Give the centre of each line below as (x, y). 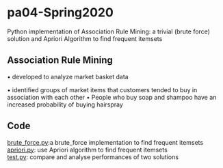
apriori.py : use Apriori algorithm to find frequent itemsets (87, 150)
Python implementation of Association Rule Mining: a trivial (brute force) (109, 31)
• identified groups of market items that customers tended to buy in (102, 89)
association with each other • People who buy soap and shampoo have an (112, 97)
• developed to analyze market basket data (68, 76)
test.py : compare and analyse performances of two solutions (93, 157)
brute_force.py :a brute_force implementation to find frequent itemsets (105, 142)
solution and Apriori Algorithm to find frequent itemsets (85, 38)
